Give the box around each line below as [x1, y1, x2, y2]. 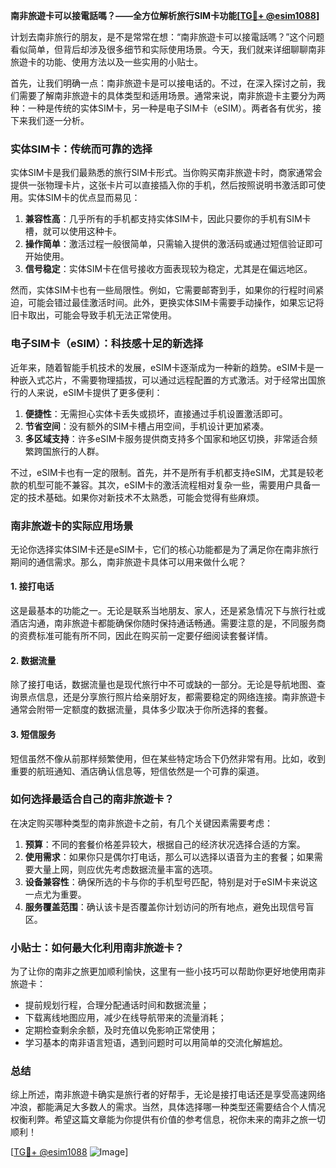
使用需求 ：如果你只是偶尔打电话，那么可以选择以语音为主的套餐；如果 [24, 850, 315, 863]
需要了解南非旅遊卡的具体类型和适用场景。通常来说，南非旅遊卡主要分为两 [18, 90, 326, 101]
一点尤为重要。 [24, 888, 87, 900]
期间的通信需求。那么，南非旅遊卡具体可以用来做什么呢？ [10, 555, 247, 568]
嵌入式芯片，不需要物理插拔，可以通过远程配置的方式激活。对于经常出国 [18, 374, 317, 386]
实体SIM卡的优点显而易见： [27, 192, 141, 204]
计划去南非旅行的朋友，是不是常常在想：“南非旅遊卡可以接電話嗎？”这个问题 [10, 31, 325, 43]
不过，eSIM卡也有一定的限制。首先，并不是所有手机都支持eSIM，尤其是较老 [10, 466, 325, 478]
